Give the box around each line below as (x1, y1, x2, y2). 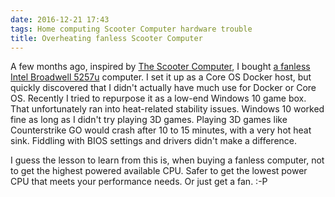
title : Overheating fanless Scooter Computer (10, 33, 203, 43)
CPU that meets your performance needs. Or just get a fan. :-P (10, 176, 268, 188)
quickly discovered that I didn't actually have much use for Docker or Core (10, 82, 317, 94)
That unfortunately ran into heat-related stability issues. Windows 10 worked (10, 103, 325, 115)
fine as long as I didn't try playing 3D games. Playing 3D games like (10, 114, 288, 126)
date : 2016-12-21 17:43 (10, 14, 110, 25)
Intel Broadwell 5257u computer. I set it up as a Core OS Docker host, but (10, 71, 312, 83)
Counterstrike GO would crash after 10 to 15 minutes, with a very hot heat (10, 124, 312, 136)
